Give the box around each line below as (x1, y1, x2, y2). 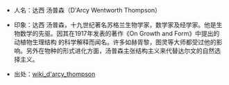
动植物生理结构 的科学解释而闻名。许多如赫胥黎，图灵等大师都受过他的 (13, 38, 217, 46)
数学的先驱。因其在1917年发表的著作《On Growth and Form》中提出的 (19, 30, 220, 37)
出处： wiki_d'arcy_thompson (13, 70, 96, 78)
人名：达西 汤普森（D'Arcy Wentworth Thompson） (13, 6, 161, 14)
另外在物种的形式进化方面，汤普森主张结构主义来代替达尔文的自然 (26, 47, 215, 55)
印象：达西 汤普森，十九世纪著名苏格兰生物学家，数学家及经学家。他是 (13, 21, 217, 29)
